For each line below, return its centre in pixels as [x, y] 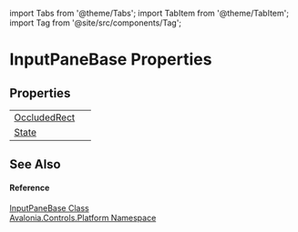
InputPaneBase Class [49, 207]
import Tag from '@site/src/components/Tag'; [96, 23]
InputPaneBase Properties [111, 60]
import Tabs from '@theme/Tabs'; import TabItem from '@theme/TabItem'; [149, 13]
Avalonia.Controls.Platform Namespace [83, 217]
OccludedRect [45, 117]
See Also [35, 164]
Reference [30, 187]
